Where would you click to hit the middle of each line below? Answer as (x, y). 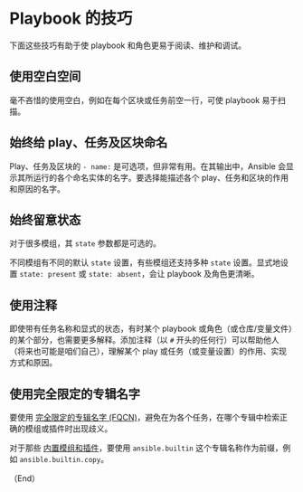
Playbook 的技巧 (71, 19)
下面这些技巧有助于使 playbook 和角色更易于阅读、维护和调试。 (128, 45)
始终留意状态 (45, 219)
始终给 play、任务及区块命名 (89, 142)
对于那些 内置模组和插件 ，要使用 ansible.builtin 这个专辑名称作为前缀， (146, 448)
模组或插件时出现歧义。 (69, 429)
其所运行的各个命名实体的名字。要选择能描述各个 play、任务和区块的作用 (153, 177)
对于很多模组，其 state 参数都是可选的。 (85, 243)
